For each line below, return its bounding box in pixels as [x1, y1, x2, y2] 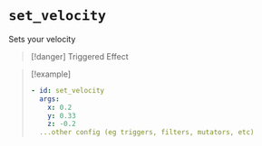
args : [39, 94, 60, 104]
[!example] [30, 68, 72, 79]
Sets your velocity [8, 33, 76, 44]
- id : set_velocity [30, 86, 105, 95]
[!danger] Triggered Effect [30, 50, 129, 61]
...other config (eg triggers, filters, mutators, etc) [39, 128, 255, 137]
